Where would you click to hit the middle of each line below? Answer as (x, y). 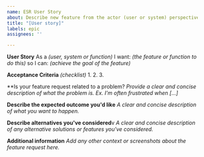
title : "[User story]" (35, 23)
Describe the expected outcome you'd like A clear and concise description (102, 105)
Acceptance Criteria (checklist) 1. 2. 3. (55, 75)
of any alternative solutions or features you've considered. (80, 129)
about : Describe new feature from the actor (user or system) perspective (103, 18)
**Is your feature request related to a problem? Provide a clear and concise (101, 87)
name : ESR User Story (34, 12)
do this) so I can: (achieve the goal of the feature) (69, 63)
